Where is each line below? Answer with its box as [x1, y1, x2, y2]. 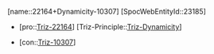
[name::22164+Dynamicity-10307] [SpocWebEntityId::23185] [7, 7, 206, 16]
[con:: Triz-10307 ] [18, 37, 76, 47]
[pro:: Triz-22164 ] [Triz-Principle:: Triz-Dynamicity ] [18, 22, 182, 31]
